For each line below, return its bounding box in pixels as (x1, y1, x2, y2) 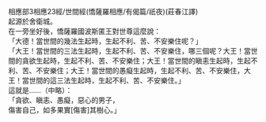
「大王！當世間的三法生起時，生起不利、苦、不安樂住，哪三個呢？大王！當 (8, 46, 251, 55)
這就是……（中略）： (8, 86, 73, 94)
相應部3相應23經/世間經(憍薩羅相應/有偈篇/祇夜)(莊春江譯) (8, 7, 199, 16)
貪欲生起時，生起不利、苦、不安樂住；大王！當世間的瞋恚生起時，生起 (21, 56, 251, 65)
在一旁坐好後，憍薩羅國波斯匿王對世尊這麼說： (8, 27, 161, 35)
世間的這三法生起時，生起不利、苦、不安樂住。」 (28, 76, 185, 85)
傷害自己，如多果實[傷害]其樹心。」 (8, 105, 121, 114)
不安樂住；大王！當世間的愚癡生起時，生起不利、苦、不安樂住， (35, 66, 244, 75)
